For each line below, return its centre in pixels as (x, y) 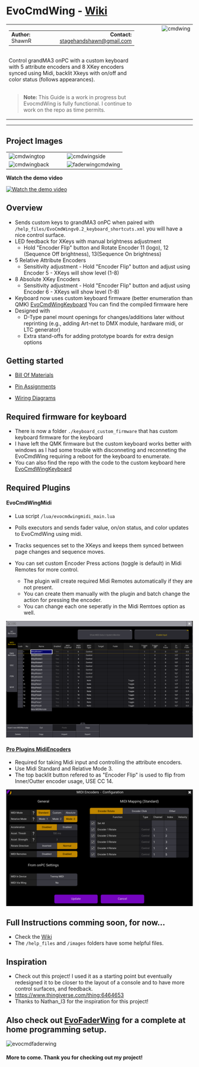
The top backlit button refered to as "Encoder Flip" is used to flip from (100, 775)
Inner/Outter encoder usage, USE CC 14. (64, 781)
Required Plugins (38, 487)
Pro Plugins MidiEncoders (38, 749)
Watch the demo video (35, 178)
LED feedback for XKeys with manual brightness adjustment (88, 241)
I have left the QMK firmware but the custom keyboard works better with (103, 444)
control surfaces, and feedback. (54, 989)
